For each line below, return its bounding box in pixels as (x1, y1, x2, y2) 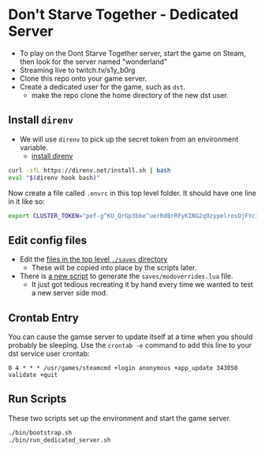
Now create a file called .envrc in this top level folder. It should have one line (8, 188, 256, 198)
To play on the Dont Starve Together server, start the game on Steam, (19, 48, 246, 58)
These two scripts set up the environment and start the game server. (8, 413, 231, 423)
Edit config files (8, 233, 88, 247)
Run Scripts (8, 393, 67, 406)
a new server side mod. (31, 288, 108, 298)
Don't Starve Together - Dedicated (8, 6, 239, 24)
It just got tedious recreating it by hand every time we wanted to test (31, 280, 254, 289)
